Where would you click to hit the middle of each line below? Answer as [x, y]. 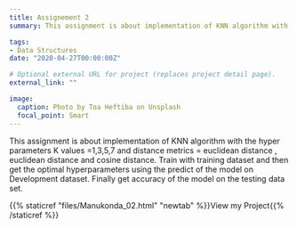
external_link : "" [43, 83]
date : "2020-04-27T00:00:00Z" [65, 59]
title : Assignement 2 [49, 17]
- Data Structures [43, 50]
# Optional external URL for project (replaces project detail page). [143, 75]
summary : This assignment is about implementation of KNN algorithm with [149, 26]
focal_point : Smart [53, 115]
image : [21, 99]
